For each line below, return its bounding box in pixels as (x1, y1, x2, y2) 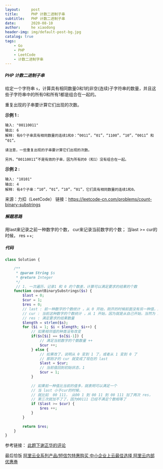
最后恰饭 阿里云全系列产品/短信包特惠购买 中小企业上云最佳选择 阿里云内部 (5, 452, 155, 459)
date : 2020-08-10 (5, 20, 53, 26)
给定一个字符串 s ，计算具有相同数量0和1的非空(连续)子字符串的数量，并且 (5, 85, 152, 91)
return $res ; (22, 424, 49, 429)
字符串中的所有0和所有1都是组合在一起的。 (13, 92, 99, 98)
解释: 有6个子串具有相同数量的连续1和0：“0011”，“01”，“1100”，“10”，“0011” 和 (5, 133, 154, 138)
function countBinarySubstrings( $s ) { (14, 288, 92, 294)
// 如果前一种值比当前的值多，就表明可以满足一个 (31, 383, 117, 388)
